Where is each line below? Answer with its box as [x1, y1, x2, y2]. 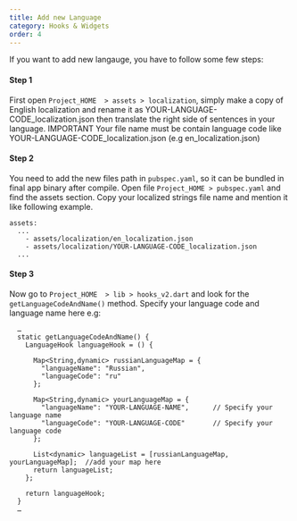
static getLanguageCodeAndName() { [17, 332, 150, 341]
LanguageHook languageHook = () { [25, 340, 153, 349]
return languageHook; [25, 489, 105, 498]
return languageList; [32, 466, 114, 475]
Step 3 [9, 269, 34, 280]
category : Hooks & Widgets [9, 21, 110, 30]
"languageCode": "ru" [41, 372, 122, 381]
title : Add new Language [9, 13, 102, 22]
